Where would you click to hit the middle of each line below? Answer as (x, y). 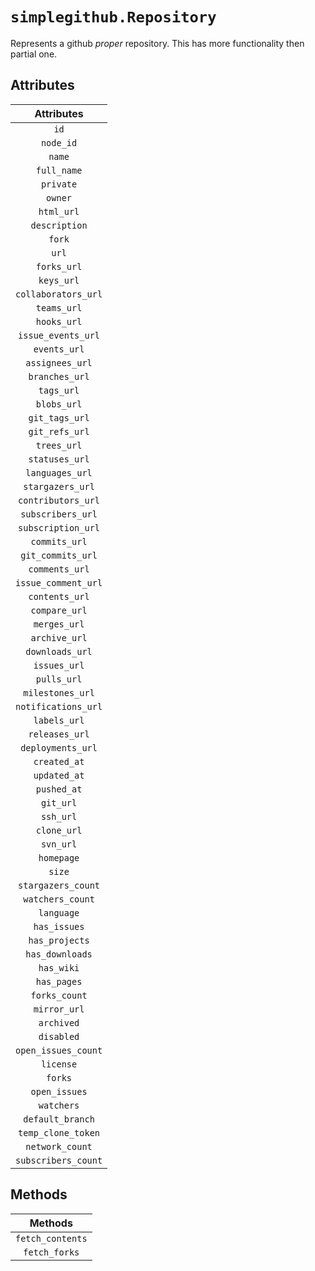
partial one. (34, 54)
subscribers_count (59, 1160)
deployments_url (59, 747)
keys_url (59, 280)
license (59, 1064)
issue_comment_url (59, 582)
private (59, 184)
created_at (59, 761)
